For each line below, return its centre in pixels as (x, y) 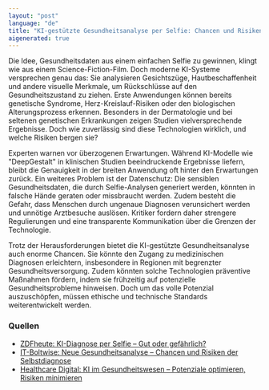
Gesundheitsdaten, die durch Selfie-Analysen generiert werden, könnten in (132, 187)
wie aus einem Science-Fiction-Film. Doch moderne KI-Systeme (114, 70)
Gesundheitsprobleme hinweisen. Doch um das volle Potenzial (111, 288)
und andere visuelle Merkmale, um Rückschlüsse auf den (103, 87)
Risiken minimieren (51, 377)
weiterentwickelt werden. (50, 305)
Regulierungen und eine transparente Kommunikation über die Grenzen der (132, 221)
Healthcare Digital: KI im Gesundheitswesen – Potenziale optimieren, (132, 369)
